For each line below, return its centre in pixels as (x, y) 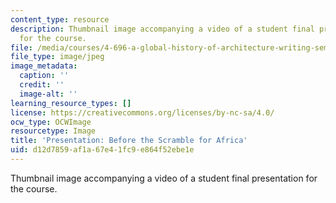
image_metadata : (44, 66)
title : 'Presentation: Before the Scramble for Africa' (129, 141)
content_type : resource (60, 19)
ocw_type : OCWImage (51, 122)
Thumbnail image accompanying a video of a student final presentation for (164, 178)
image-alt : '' (48, 94)
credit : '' (42, 85)
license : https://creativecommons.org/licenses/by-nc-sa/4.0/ (142, 112)
